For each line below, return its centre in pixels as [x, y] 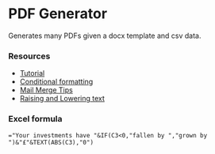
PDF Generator [58, 14]
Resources [29, 56]
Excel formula [35, 119]
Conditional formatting [56, 82]
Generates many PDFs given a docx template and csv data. [105, 36]
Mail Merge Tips [46, 90]
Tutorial [32, 73]
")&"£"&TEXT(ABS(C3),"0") [51, 142]
